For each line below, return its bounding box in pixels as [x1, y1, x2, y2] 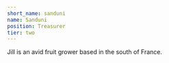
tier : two [7, 29, 36, 36]
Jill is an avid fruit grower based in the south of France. [7, 48, 163, 56]
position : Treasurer [7, 23, 66, 29]
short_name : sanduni [7, 10, 66, 17]
